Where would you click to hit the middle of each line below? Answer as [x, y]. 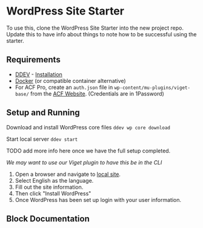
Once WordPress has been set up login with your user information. [98, 200]
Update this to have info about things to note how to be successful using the [101, 34]
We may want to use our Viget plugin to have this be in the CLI [84, 162]
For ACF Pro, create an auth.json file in [64, 87]
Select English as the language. [54, 180]
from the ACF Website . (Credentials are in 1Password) [97, 93]
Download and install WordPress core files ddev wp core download [88, 127]
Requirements [33, 60]
